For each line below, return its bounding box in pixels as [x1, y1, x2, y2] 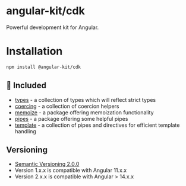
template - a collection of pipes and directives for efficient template [14, 121, 180, 129]
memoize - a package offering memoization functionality [14, 108, 154, 116]
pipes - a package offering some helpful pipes [14, 115, 128, 122]
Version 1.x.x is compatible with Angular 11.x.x [14, 167, 127, 174]
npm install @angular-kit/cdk [6, 64, 81, 70]
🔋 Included [6, 81, 46, 91]
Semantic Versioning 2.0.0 [14, 161, 80, 168]
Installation [6, 44, 63, 58]
